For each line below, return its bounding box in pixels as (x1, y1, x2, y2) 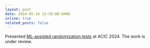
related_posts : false (5, 20, 49, 25)
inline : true (5, 16, 31, 21)
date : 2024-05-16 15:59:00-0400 (5, 12, 70, 16)
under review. (5, 39, 32, 45)
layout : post (5, 7, 31, 12)
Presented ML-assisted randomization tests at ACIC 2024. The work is (5, 34, 145, 39)
